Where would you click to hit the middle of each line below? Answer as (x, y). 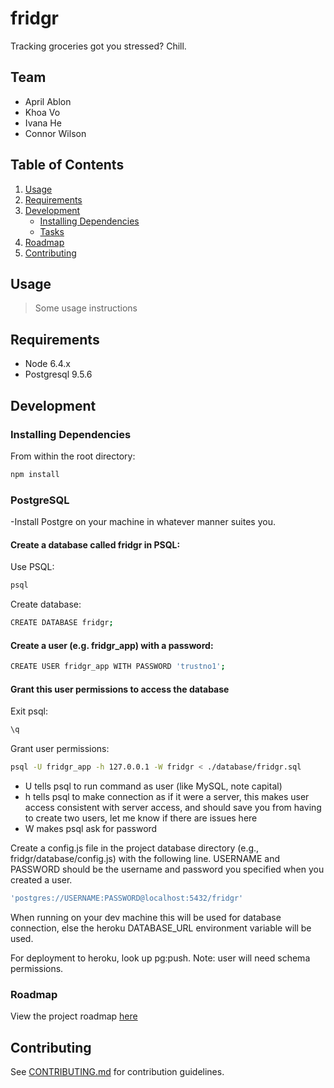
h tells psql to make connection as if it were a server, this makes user (167, 797)
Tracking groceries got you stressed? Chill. (98, 46)
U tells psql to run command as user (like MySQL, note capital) (153, 786)
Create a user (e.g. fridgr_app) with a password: (112, 645)
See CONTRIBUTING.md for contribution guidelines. (117, 1072)
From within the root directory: (73, 456)
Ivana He (43, 123)
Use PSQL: (32, 567)
